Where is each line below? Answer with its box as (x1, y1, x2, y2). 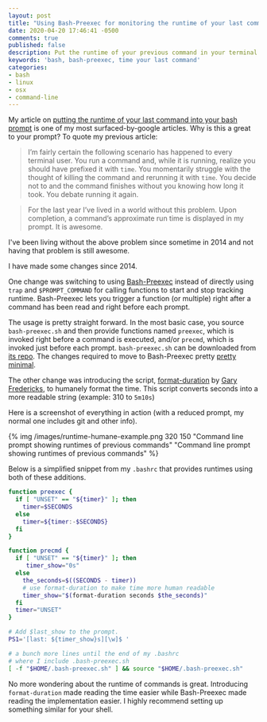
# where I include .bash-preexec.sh (8, 657, 130, 665)
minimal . (8, 360, 36, 370)
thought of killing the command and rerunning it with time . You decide (27, 173, 257, 182)
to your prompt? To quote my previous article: (8, 132, 158, 142)
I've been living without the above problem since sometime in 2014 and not (8, 237, 254, 247)
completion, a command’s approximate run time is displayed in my (27, 214, 244, 223)
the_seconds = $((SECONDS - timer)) (22, 576, 137, 584)
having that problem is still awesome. (8, 246, 130, 256)
